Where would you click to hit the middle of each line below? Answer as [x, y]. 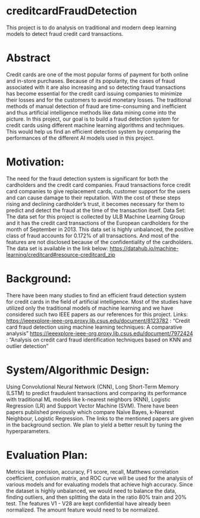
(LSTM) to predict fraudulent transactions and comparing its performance [96, 393]
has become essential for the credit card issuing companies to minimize [94, 93]
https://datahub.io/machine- [144, 248]
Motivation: [35, 162]
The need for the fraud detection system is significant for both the [87, 178]
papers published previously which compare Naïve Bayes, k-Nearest [90, 412]
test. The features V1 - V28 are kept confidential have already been [88, 503]
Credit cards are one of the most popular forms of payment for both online [97, 74]
